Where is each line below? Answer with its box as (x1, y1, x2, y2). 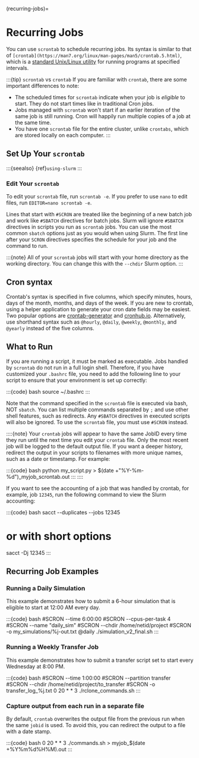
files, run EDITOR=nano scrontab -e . (6, 199, 92, 207)
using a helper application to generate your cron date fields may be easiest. (6, 305, 191, 312)
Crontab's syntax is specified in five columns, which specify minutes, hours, (6, 293, 192, 300)
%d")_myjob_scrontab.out (6, 473, 70, 480)
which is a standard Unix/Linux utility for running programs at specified (6, 58, 180, 65)
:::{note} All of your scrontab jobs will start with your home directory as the (6, 254, 189, 261)
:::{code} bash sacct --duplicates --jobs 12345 (6, 509, 121, 516)
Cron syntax (6, 277, 53, 288)
